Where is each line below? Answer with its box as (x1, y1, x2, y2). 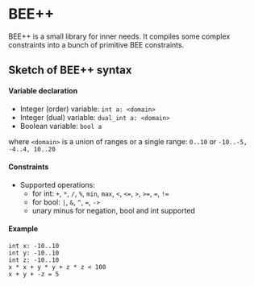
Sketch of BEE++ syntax (8, 64, 132, 77)
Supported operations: (19, 180, 95, 189)
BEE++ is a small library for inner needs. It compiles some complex (8, 31, 231, 41)
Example (8, 224, 39, 234)
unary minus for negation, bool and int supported (31, 205, 196, 215)
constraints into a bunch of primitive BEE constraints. (8, 39, 185, 49)
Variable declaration (8, 85, 78, 95)
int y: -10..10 (8, 249, 60, 257)
